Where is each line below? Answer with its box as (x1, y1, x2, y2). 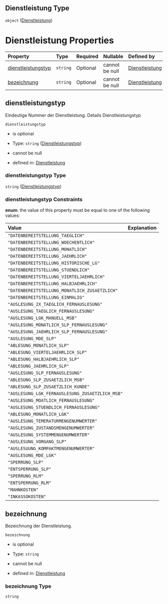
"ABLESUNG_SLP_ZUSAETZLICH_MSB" (7, 377, 85, 383)
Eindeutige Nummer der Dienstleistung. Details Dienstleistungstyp (5, 112, 141, 118)
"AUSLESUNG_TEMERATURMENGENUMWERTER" (7, 418, 97, 424)
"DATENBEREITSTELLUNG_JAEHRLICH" (7, 253, 87, 259)
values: (5, 212, 20, 219)
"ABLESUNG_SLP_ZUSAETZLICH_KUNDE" (7, 384, 90, 390)
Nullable (103, 52, 123, 59)
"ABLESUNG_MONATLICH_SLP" (7, 343, 69, 349)
